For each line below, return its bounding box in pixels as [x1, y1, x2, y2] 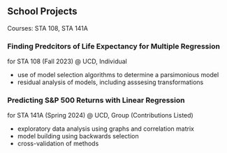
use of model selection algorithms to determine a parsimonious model [17, 71, 219, 79]
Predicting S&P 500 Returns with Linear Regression [7, 95, 185, 105]
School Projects [7, 6, 78, 17]
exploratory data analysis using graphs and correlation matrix [17, 124, 194, 133]
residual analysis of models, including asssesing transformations [17, 78, 204, 86]
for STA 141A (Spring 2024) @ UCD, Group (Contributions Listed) [7, 111, 193, 120]
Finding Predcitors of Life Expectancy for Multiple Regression [7, 41, 220, 51]
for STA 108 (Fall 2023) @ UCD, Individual [7, 57, 127, 65]
